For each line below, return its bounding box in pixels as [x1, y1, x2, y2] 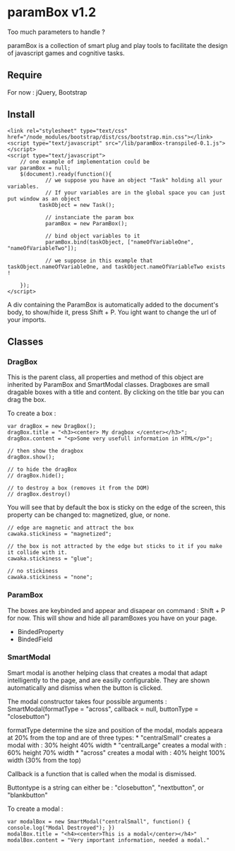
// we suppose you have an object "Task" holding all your [44, 177, 222, 184]
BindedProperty [17, 627, 64, 636]
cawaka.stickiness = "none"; [7, 573, 93, 581]
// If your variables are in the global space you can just [44, 189, 226, 196]
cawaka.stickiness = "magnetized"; [7, 530, 112, 537]
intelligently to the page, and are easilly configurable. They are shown [7, 676, 210, 684]
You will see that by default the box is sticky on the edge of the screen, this [7, 503, 226, 512]
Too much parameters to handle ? [7, 28, 106, 36]
